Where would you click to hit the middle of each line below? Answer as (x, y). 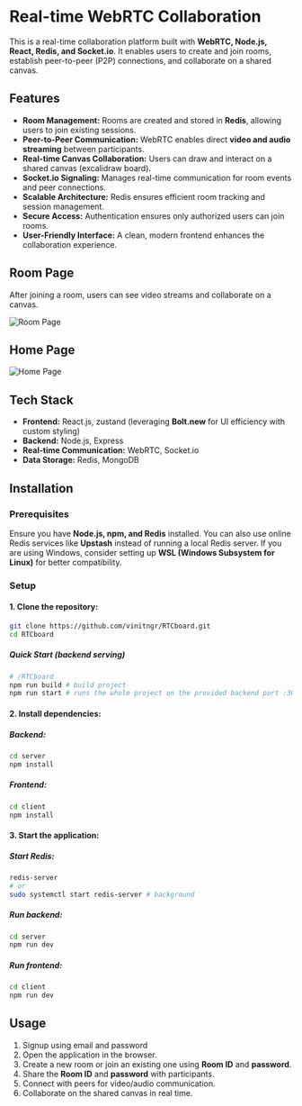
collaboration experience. (70, 244)
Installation (41, 488)
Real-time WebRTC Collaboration (136, 17)
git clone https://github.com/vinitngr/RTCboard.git (110, 626)
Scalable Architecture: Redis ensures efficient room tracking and (143, 196)
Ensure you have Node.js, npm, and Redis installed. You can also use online (151, 533)
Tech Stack (41, 399)
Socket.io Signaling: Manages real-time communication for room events (157, 177)
